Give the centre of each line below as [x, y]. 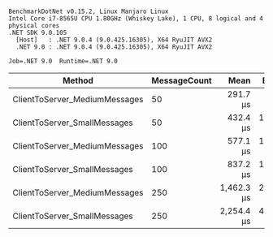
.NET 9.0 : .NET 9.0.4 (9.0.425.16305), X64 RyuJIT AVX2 [114, 47]
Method [78, 80]
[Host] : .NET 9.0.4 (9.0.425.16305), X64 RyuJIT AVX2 [114, 40]
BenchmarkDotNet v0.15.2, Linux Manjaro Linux [89, 11]
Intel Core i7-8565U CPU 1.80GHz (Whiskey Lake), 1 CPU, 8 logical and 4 [136, 19]
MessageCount [182, 80]
